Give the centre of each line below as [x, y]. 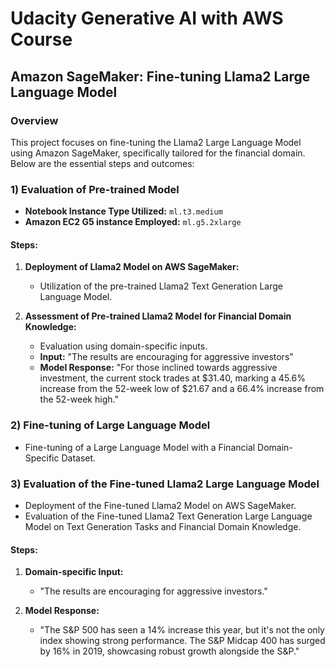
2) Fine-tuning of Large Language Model [110, 425]
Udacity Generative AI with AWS [147, 18]
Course [41, 39]
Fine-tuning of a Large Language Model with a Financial [140, 447]
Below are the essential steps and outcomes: [102, 163]
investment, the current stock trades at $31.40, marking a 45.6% [172, 378]
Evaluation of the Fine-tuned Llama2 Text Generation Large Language [168, 516]
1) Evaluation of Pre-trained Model [95, 189]
